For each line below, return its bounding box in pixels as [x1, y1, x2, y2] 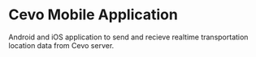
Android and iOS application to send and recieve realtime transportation [8, 32, 249, 42]
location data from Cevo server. [8, 40, 115, 50]
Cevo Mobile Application [8, 6, 179, 24]
